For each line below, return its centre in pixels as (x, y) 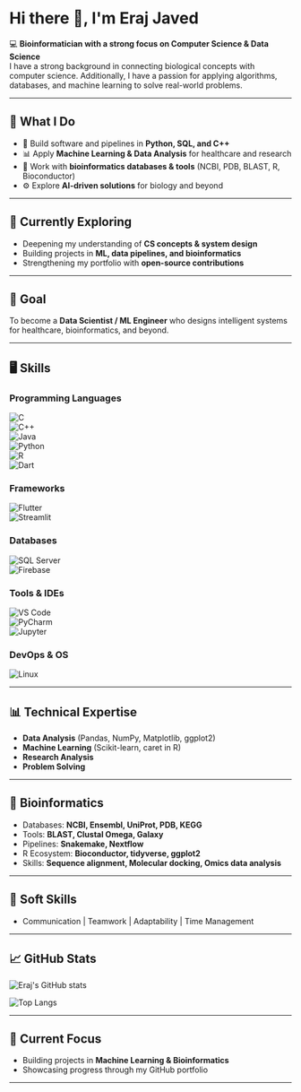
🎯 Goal (28, 299)
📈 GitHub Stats (53, 959)
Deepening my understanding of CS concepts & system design (140, 243)
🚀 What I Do (43, 121)
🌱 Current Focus (56, 1039)
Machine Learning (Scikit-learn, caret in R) (102, 748)
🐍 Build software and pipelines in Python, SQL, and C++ (126, 143)
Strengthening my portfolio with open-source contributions (133, 263)
